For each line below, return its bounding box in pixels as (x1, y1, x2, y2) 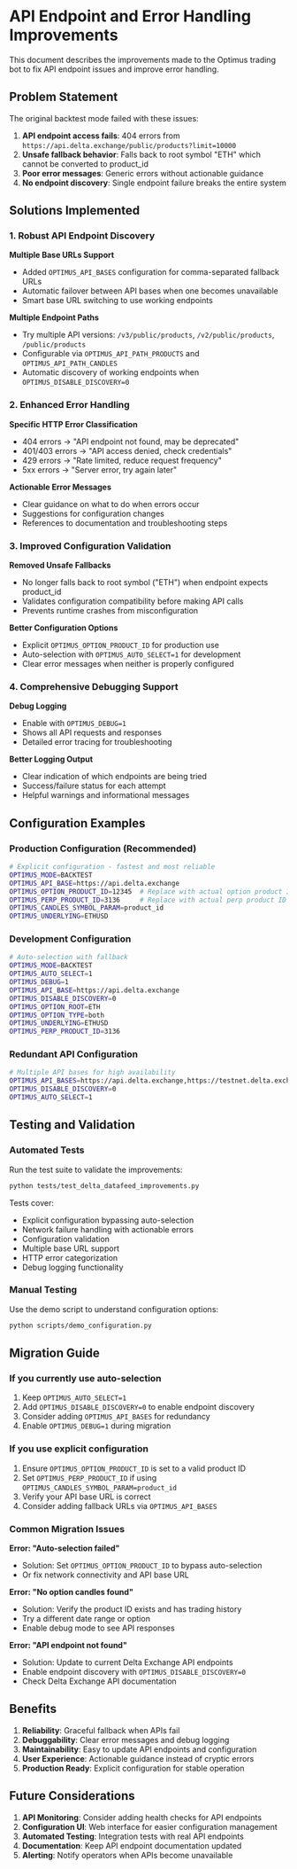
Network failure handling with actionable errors (21, 1224, 194, 1234)
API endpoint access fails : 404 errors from (21, 130, 180, 141)
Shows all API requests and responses (21, 727, 162, 738)
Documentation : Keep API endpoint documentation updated (21, 1840, 242, 1850)
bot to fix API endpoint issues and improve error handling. (9, 64, 219, 74)
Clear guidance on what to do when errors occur (21, 498, 200, 509)
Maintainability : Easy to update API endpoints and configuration (21, 1744, 257, 1755)
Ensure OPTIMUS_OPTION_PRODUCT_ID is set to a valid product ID (21, 1463, 246, 1474)
